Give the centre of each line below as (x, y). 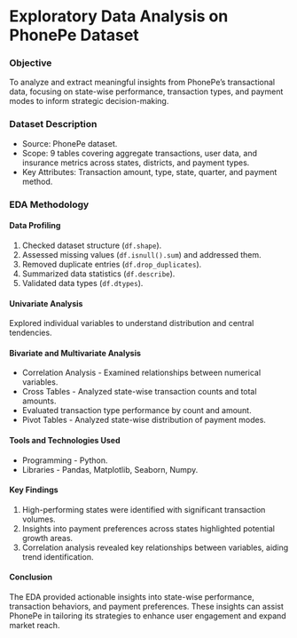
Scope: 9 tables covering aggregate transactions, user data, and (140, 153)
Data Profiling (35, 226)
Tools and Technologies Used (65, 440)
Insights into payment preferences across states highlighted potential (148, 528)
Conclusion (31, 577)
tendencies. (31, 333)
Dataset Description (53, 124)
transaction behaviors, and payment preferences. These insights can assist (146, 606)
